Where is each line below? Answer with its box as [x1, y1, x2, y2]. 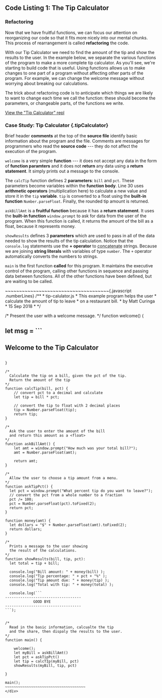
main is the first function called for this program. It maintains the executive [5, 263, 153, 268]
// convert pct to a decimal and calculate [14, 391, 103, 396]
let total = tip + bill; [9, 561, 60, 566]
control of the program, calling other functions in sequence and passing [5, 268, 149, 274]
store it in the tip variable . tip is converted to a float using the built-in [5, 193, 146, 199]
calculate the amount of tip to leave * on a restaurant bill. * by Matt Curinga [5, 298, 155, 304]
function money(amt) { [5, 518, 51, 523]
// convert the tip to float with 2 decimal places [14, 403, 120, 408]
